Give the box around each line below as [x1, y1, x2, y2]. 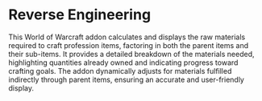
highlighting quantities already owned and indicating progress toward [8, 58, 239, 67]
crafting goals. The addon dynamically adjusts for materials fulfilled [8, 66, 232, 75]
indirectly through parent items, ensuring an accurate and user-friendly [8, 75, 244, 84]
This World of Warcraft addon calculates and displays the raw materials [8, 32, 246, 42]
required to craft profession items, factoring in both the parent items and [8, 40, 249, 50]
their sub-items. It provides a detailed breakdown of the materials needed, [8, 49, 255, 59]
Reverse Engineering [8, 6, 152, 24]
